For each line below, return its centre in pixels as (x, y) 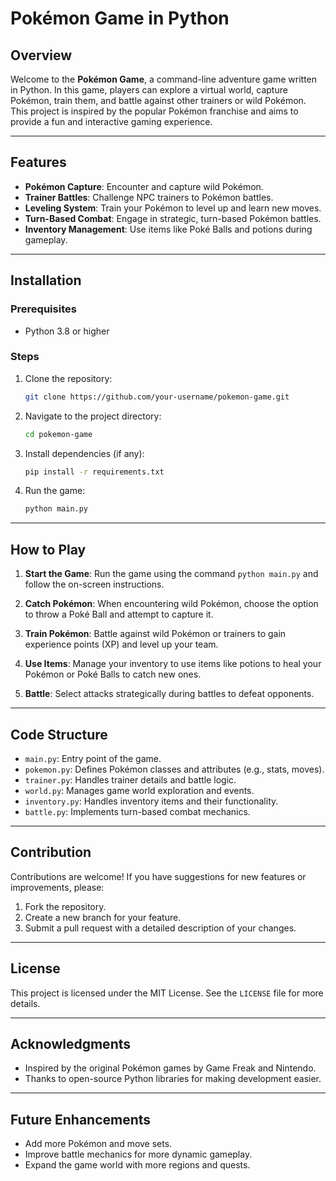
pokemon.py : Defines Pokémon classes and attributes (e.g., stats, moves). (174, 769)
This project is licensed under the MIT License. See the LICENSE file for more (167, 993)
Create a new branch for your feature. (103, 917)
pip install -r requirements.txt (94, 472)
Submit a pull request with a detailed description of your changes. (160, 928)
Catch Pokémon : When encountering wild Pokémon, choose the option (171, 604)
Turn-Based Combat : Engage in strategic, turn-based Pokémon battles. (173, 218)
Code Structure (59, 734)
